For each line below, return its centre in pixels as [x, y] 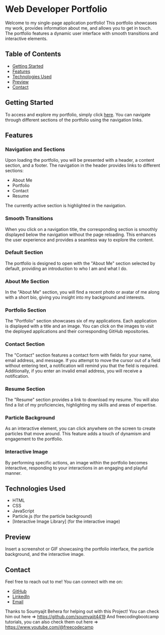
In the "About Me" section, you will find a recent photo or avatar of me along [82, 292]
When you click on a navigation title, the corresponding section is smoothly [81, 229]
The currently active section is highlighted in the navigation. [66, 206]
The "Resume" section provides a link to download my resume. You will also [82, 400]
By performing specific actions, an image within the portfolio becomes [76, 462]
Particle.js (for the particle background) [52, 516]
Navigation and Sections [35, 149]
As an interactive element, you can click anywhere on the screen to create [80, 428]
